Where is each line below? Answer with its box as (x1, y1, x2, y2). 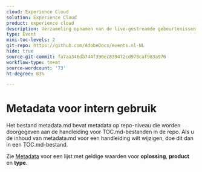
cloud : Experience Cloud (6, 8, 69, 15)
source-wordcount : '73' (6, 65, 67, 71)
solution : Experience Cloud (6, 14, 77, 21)
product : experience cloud (6, 20, 74, 26)
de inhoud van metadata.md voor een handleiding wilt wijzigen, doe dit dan (6, 135, 194, 142)
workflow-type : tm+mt (6, 59, 61, 65)
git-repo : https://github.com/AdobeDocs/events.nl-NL (6, 43, 145, 49)
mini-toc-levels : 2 (6, 37, 56, 43)
